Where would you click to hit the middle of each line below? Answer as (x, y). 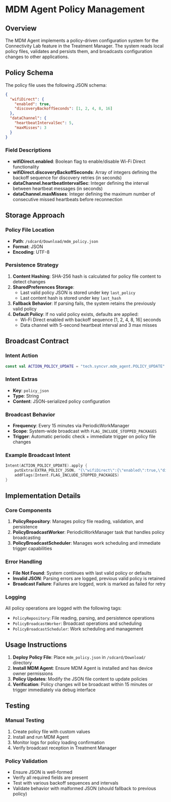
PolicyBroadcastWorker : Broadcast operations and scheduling (77, 623)
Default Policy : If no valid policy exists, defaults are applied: (76, 314)
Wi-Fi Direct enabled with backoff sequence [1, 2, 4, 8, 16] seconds (91, 320)
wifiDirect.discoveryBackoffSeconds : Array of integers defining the (85, 172)
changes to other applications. (37, 57)
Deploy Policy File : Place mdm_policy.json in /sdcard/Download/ (79, 657)
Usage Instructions (36, 645)
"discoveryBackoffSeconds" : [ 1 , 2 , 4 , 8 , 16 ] (64, 109)
